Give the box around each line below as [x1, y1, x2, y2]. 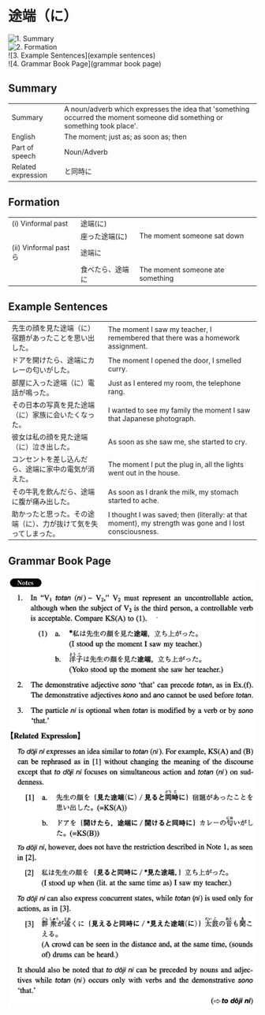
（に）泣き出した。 [11, 442, 74, 452]
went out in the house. [107, 468, 180, 478]
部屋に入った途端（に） [11, 378, 88, 387]
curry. [107, 364, 128, 374]
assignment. [107, 341, 148, 351]
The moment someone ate [139, 265, 225, 274]
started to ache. [107, 495, 159, 505]
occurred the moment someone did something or [64, 112, 223, 122]
